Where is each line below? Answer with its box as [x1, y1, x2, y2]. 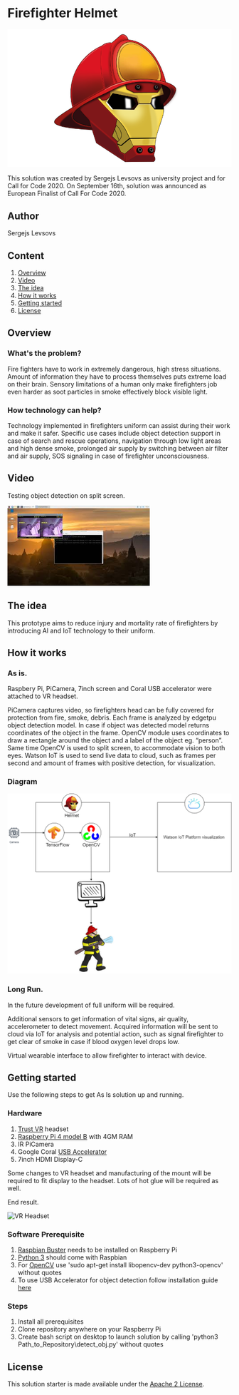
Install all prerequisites [17, 1317, 84, 1326]
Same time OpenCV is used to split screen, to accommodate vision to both [7, 744, 225, 752]
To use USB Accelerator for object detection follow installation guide [17, 1275, 218, 1284]
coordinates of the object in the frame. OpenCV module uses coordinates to [7, 729, 230, 737]
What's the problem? [7, 348, 82, 358]
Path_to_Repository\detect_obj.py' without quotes [17, 1340, 164, 1349]
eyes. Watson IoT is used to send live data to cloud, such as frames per [7, 751, 216, 760]
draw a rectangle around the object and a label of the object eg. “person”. [7, 736, 223, 745]
